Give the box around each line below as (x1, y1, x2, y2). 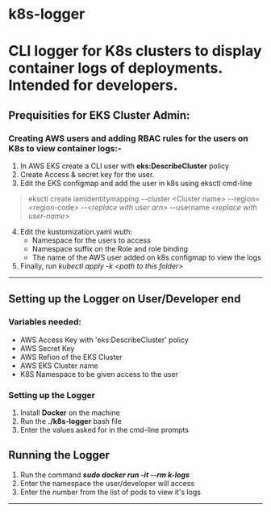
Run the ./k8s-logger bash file (19, 417, 123, 426)
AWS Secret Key (19, 343, 75, 353)
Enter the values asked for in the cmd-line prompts (19, 425, 190, 435)
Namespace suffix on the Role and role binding (31, 244, 188, 254)
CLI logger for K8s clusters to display (8, 42, 262, 61)
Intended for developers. (8, 76, 179, 95)
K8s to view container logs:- (8, 142, 123, 154)
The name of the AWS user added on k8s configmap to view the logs (31, 252, 262, 263)
